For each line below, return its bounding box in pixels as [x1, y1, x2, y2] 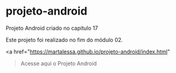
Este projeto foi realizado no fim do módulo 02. [5, 36, 123, 43]
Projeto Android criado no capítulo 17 [5, 24, 98, 32]
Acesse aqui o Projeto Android [20, 60, 97, 67]
